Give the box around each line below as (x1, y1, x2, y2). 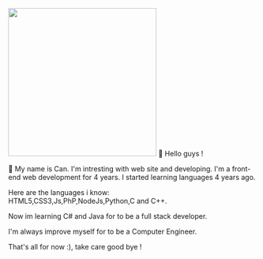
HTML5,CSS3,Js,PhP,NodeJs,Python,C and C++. (8, 197, 167, 205)
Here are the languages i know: (8, 188, 110, 197)
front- (231, 164, 251, 173)
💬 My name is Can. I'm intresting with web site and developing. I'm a (8, 164, 231, 173)
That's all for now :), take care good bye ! (8, 242, 142, 251)
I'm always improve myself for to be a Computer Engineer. (8, 227, 197, 236)
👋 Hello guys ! (157, 149, 204, 158)
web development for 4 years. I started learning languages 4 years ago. (22, 173, 256, 182)
